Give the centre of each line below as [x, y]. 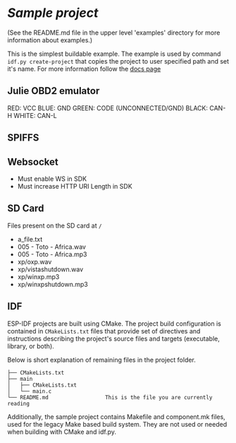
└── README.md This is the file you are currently [110, 397]
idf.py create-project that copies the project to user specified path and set [118, 61]
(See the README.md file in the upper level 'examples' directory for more [114, 33]
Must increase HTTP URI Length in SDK [75, 186]
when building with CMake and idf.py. [62, 432]
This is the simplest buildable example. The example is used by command [114, 54]
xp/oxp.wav [35, 261]
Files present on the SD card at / [55, 225]
